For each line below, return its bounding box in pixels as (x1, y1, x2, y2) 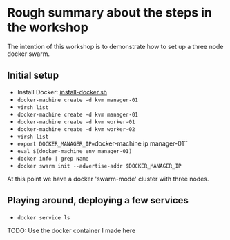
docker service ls (17, 214, 70, 221)
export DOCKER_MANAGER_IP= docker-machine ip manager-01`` (17, 139, 189, 148)
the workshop (7, 19, 88, 35)
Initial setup (7, 70, 59, 81)
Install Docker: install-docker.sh (17, 88, 108, 96)
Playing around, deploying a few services (7, 194, 189, 206)
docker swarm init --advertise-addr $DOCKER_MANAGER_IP (17, 162, 182, 170)
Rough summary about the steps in (7, 5, 212, 21)
